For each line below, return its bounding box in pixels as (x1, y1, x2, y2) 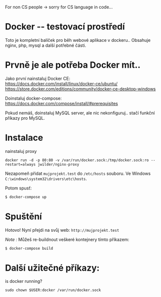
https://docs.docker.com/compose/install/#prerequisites (5, 100, 118, 106)
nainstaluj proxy (5, 148, 37, 154)
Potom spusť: (5, 185, 32, 191)
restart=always (5, 162, 36, 167)
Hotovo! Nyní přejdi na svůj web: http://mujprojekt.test (5, 227, 119, 233)
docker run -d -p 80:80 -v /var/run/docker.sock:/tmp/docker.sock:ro (5, 158, 149, 163)
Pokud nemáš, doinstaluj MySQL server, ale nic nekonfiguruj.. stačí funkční (5, 110, 155, 116)
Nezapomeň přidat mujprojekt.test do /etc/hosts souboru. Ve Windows (5, 170, 151, 176)
